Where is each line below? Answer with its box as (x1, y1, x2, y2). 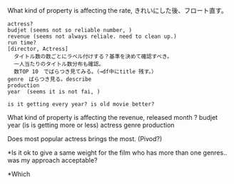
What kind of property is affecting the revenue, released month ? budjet (7, 113, 218, 121)
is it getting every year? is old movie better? (7, 101, 155, 108)
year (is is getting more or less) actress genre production (7, 121, 175, 129)
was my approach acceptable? (7, 156, 98, 164)
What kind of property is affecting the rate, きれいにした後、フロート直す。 (7, 6, 228, 14)
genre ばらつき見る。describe (7, 76, 92, 83)
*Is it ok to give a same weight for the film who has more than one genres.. (7, 148, 228, 157)
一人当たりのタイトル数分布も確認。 (14, 61, 105, 68)
